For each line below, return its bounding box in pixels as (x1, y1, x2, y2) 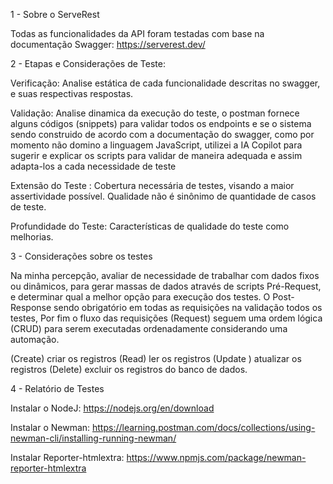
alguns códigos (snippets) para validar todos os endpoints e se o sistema (10, 118, 312, 129)
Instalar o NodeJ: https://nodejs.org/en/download (10, 402, 215, 414)
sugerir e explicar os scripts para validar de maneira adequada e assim (10, 150, 303, 161)
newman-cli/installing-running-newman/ (10, 432, 177, 444)
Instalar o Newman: (10, 422, 91, 433)
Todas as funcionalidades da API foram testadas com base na (10, 28, 265, 39)
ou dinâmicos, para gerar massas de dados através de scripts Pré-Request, (10, 280, 322, 292)
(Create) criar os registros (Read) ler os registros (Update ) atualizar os (10, 353, 302, 364)
